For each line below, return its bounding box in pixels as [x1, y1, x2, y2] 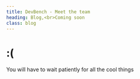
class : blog [6, 20, 36, 26]
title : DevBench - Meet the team [6, 8, 91, 15]
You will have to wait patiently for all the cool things [6, 66, 134, 73]
